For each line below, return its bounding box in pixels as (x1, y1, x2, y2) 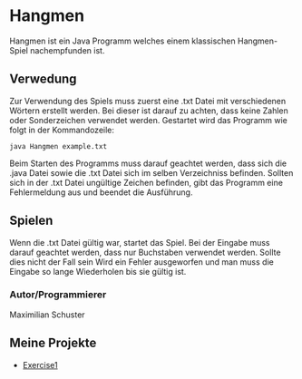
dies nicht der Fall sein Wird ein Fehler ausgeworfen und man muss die (9, 256, 274, 267)
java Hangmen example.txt (9, 141, 107, 151)
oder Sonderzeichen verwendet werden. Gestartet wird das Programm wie (9, 114, 287, 125)
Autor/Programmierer (9, 288, 107, 301)
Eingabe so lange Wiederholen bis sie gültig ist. (9, 266, 187, 277)
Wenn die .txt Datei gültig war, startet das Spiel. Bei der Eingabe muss (9, 237, 270, 248)
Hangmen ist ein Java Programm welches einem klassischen (9, 35, 236, 46)
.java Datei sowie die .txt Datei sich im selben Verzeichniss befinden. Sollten (9, 167, 294, 178)
